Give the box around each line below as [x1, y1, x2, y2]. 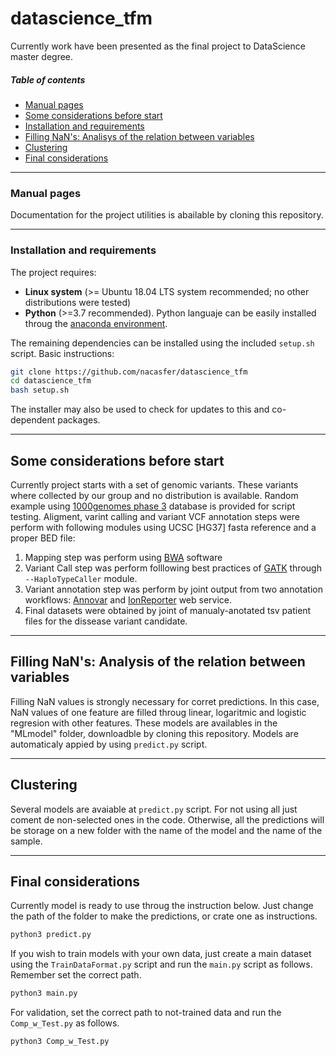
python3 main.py [10, 988, 78, 999]
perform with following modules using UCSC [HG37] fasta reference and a [10, 521, 317, 533]
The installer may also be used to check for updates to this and [10, 403, 270, 416]
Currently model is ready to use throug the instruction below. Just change [10, 900, 314, 912]
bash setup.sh [10, 385, 70, 396]
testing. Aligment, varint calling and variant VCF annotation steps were [10, 510, 300, 522]
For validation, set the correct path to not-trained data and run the [10, 1007, 282, 1019]
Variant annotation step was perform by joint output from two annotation [24, 583, 323, 595]
